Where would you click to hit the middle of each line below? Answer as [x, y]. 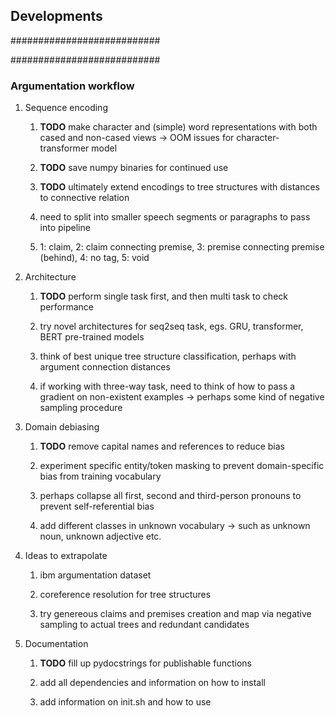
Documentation [56, 644]
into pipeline [65, 228]
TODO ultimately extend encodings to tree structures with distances [179, 187]
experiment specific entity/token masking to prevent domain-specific [182, 466]
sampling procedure [81, 408]
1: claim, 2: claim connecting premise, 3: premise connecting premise [182, 247]
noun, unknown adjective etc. [100, 536]
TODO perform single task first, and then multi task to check [163, 296]
